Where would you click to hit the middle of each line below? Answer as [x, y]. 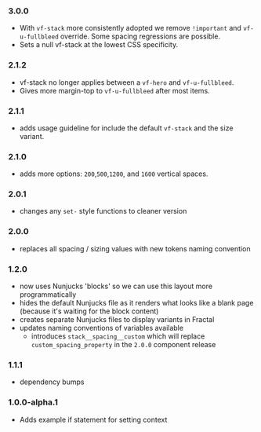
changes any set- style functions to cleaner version [103, 211]
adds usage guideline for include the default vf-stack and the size [126, 128]
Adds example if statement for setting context [93, 419]
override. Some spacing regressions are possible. [140, 36]
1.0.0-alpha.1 [33, 402]
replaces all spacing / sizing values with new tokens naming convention [135, 248]
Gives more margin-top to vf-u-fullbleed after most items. [114, 90]
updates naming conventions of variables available [101, 328]
